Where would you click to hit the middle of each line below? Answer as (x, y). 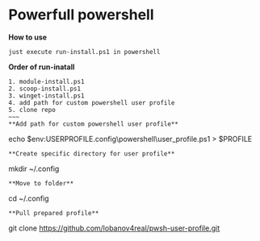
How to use (27, 37)
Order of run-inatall (42, 67)
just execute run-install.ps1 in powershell (84, 52)
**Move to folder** (41, 183)
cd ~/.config (29, 198)
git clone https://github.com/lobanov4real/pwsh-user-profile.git (114, 228)
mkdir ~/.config (34, 168)
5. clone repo (32, 110)
